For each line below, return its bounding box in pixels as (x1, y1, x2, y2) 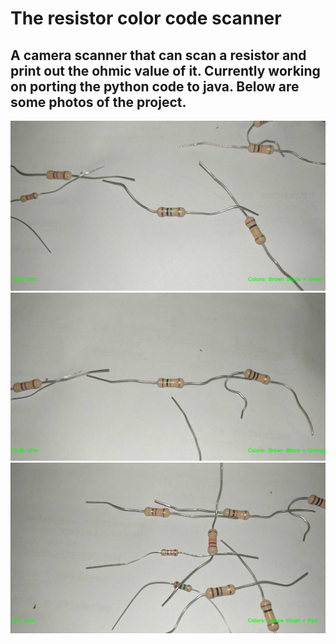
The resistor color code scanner (10, 7, 282, 30)
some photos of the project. (10, 93, 187, 111)
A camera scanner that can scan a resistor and (10, 47, 307, 64)
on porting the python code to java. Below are (10, 78, 300, 95)
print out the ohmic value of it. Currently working (10, 62, 321, 79)
